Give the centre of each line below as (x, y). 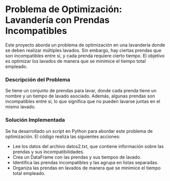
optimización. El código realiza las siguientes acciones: (63, 136)
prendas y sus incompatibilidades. (48, 152)
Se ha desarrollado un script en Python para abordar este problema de (79, 131)
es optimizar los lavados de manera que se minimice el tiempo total (76, 61)
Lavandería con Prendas (58, 20)
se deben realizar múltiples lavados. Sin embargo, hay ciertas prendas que (83, 50)
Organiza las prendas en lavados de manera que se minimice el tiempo (87, 168)
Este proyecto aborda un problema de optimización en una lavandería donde (85, 45)
